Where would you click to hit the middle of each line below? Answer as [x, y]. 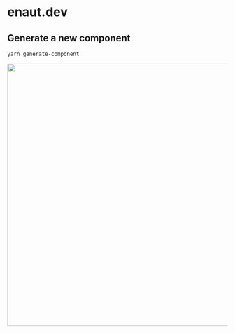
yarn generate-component [43, 54]
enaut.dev [38, 12]
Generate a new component [69, 38]
